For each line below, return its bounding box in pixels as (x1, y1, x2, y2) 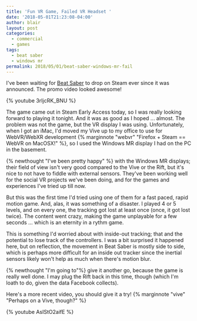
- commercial (11, 36, 44, 42)
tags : (6, 47, 19, 53)
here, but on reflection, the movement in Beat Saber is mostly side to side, (6, 243, 186, 250)
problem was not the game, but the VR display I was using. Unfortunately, (6, 121, 184, 128)
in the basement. (6, 146, 47, 153)
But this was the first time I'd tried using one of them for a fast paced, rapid (6, 194, 188, 201)
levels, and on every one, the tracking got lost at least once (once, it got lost (6, 207, 191, 214)
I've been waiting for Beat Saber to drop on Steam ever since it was (6, 80, 169, 87)
